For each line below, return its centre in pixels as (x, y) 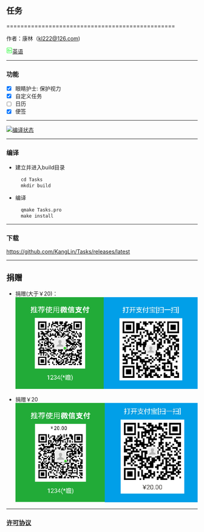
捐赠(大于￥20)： (36, 294)
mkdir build (36, 186)
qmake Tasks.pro (41, 210)
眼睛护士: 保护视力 (38, 89)
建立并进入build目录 (40, 167)
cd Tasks (32, 180)
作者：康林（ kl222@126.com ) (43, 38)
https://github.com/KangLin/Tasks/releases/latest (68, 251)
